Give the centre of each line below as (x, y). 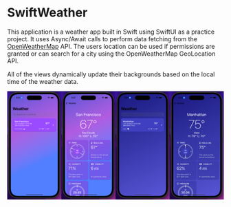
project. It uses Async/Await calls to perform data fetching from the (102, 39)
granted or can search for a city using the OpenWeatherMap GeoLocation (111, 54)
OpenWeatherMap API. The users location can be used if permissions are (111, 46)
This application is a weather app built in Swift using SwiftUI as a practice (111, 32)
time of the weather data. (43, 81)
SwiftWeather (47, 13)
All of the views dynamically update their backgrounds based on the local (111, 74)
